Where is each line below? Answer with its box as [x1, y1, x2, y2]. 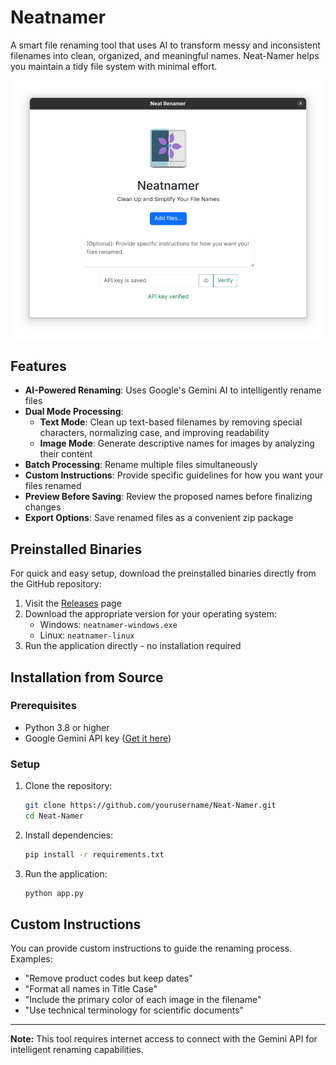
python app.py [24, 888, 84, 898]
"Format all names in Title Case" [24, 983, 158, 995]
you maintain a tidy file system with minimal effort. [10, 60, 218, 72]
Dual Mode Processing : [24, 406, 124, 418]
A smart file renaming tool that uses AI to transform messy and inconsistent [10, 39, 321, 51]
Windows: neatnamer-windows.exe [39, 619, 178, 631]
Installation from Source [10, 669, 164, 686]
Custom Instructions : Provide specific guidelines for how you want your [24, 469, 324, 481]
